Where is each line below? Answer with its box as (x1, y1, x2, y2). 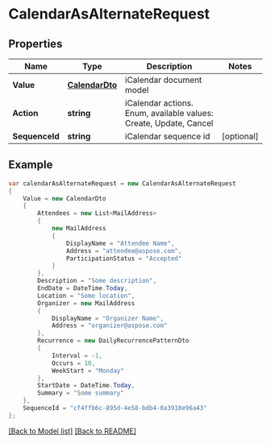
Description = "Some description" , (37, 277, 157, 285)
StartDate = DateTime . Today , (37, 382, 135, 390)
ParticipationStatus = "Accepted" (65, 255, 182, 263)
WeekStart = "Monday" (51, 366, 125, 375)
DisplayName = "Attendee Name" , (65, 239, 175, 247)
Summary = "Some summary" (37, 389, 125, 397)
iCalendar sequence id (124, 130, 211, 142)
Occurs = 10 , (51, 359, 95, 367)
